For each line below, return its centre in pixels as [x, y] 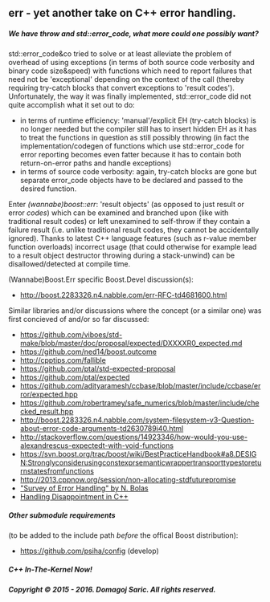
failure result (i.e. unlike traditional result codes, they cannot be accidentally [134, 230]
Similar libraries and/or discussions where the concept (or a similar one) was [135, 311]
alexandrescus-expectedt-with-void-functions [97, 445]
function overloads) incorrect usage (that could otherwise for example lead [133, 247]
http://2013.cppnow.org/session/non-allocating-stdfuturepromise [128, 480]
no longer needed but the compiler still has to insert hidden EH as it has [138, 129]
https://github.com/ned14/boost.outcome [88, 352]
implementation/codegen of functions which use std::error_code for [132, 146]
